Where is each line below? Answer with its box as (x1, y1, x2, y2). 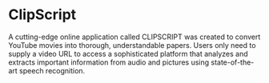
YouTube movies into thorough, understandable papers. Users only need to (8, 40, 256, 49)
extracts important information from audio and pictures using (8, 57, 210, 67)
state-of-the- (211, 57, 255, 67)
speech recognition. (18, 65, 86, 75)
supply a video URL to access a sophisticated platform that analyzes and (8, 49, 248, 58)
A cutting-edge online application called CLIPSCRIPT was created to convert (8, 32, 261, 41)
